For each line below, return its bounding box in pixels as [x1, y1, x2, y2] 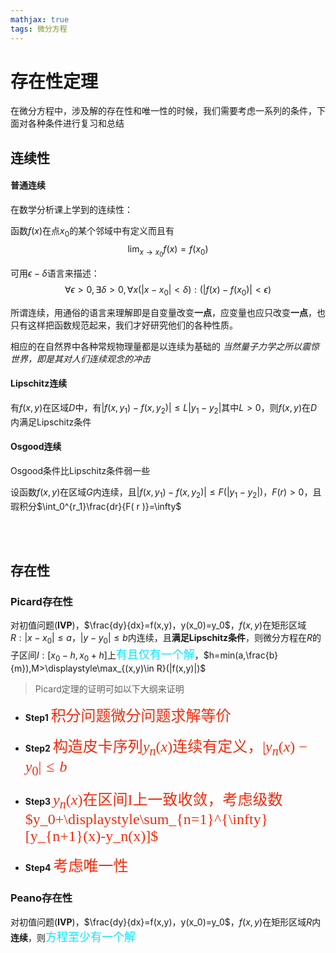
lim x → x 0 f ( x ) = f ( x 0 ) [127, 242, 209, 258]
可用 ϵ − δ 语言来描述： [10, 267, 100, 279]
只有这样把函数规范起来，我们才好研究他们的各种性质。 [10, 319, 238, 331]
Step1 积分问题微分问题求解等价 [24, 707, 232, 725]
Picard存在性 [10, 595, 73, 609]
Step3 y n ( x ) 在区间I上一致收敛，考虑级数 [24, 791, 283, 811]
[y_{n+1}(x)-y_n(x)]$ [24, 827, 159, 845]
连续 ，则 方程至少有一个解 [10, 930, 136, 944]
